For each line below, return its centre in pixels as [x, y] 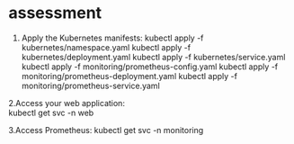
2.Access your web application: [67, 103]
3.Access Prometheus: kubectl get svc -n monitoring [106, 130]
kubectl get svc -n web [51, 112]
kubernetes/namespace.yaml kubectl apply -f [106, 47]
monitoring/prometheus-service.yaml [91, 85]
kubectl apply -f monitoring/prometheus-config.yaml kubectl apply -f [150, 67]
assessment [55, 13]
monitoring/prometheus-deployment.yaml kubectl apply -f [129, 76]
